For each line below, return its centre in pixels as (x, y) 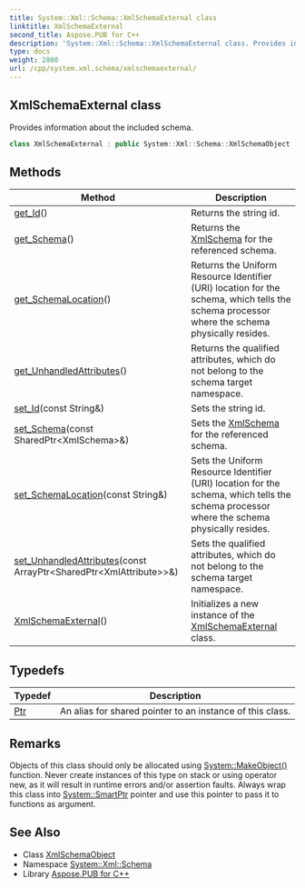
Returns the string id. (235, 213)
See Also (35, 833)
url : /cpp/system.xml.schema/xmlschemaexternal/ (103, 69)
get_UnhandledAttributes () (70, 371)
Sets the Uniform (226, 461)
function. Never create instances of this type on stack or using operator (143, 775)
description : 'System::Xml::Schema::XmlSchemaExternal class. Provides (148, 43)
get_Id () (31, 213)
